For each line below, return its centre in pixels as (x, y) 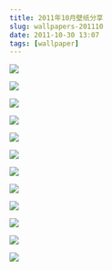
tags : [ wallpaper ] (44, 43)
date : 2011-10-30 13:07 (55, 35)
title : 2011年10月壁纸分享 (56, 18)
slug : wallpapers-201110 (56, 26)
